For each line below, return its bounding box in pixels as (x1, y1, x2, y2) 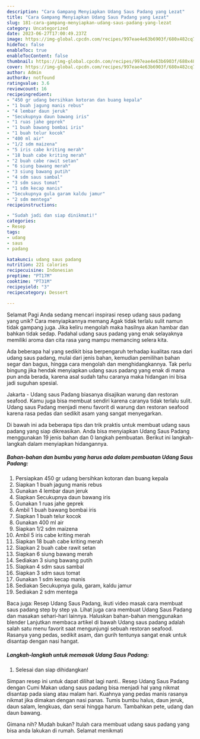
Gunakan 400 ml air (15, 519, 64, 526)
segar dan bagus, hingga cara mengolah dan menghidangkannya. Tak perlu (7, 360, 192, 367)
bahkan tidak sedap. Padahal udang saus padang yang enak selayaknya (7, 330, 183, 337)
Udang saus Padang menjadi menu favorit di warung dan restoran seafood (7, 403, 189, 410)
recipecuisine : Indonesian (7, 268, 74, 274)
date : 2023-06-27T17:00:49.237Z (7, 31, 87, 37)
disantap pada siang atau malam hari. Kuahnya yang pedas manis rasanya (7, 690, 188, 697)
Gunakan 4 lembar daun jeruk (15, 487, 88, 494)
